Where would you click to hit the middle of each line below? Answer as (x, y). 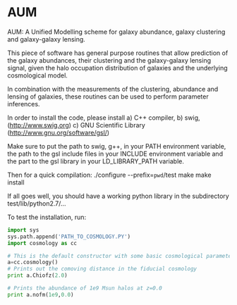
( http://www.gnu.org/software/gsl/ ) (59, 132)
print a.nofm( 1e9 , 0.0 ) (41, 294)
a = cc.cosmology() (33, 262)
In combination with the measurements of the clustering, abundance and (113, 89)
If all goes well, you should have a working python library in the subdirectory (118, 196)
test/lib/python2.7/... (37, 203)
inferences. (24, 104)
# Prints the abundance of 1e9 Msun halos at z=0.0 (85, 288)
